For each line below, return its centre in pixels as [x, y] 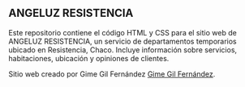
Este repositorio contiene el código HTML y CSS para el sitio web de [122, 32]
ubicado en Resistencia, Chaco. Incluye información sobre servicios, [123, 50]
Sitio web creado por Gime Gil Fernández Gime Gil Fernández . [112, 74]
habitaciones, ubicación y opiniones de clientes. [89, 58]
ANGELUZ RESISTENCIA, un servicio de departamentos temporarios [122, 41]
